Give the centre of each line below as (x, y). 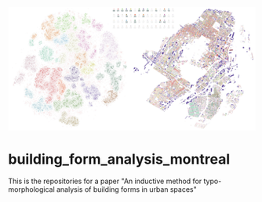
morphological (31, 189)
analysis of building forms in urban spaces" (127, 189)
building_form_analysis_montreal (119, 159)
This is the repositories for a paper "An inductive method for (105, 181)
